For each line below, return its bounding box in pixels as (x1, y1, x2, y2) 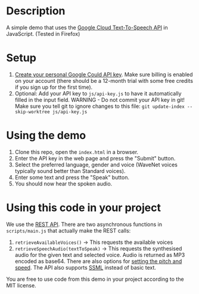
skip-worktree (14, 109, 50, 114)
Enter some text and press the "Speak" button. (14, 174, 130, 181)
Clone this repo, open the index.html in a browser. (14, 148, 139, 156)
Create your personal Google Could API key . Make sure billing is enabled (14, 70, 193, 78)
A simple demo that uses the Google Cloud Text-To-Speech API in (6, 24, 168, 31)
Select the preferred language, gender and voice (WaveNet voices (14, 161, 178, 168)
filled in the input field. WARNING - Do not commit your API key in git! (14, 96, 185, 103)
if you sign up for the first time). (14, 83, 93, 91)
